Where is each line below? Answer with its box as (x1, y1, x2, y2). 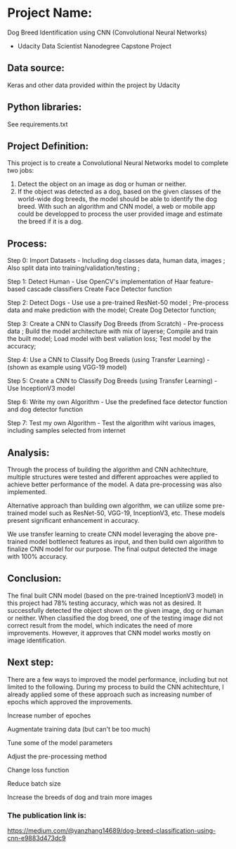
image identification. (7, 636, 67, 644)
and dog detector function (7, 406, 83, 414)
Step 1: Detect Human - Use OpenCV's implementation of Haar (7, 278, 189, 286)
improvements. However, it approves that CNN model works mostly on (7, 628, 211, 637)
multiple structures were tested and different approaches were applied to (7, 473, 219, 481)
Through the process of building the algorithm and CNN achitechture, (7, 465, 209, 474)
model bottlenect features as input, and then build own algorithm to (29, 538, 224, 545)
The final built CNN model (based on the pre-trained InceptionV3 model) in (7, 591, 223, 600)
